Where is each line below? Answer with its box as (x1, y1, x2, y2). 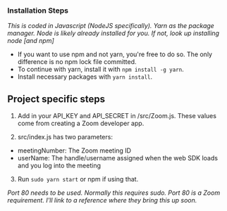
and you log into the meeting (17, 161, 101, 170)
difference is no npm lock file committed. (17, 58, 137, 66)
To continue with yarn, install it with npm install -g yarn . (17, 65, 185, 74)
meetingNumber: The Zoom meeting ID (17, 146, 132, 155)
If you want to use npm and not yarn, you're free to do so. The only (17, 50, 213, 58)
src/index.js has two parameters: (17, 133, 113, 141)
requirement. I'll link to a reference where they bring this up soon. (7, 196, 197, 205)
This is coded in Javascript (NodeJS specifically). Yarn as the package (7, 22, 215, 30)
